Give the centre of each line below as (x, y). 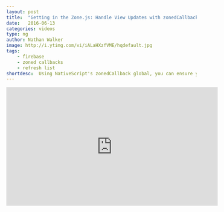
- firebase (31, 57)
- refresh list (36, 68)
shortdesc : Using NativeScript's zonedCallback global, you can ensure (100, 73)
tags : (13, 51)
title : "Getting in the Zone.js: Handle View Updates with (84, 17)
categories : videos (31, 29)
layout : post (23, 12)
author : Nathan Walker (35, 40)
